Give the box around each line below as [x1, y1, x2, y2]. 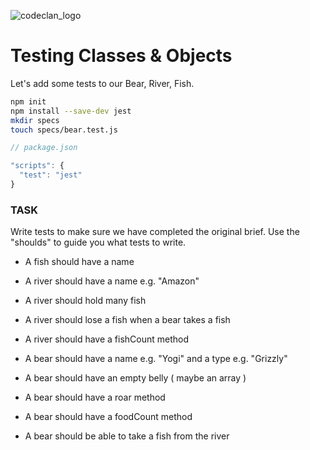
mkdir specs [10, 115, 60, 125]
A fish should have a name [24, 256, 135, 268]
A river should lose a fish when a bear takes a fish [24, 314, 231, 326]
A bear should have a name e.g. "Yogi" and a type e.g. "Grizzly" [24, 353, 288, 365]
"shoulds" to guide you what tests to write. [10, 236, 187, 249]
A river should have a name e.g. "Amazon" [24, 275, 200, 287]
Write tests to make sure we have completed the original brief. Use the [10, 226, 300, 238]
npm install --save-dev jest [10, 106, 132, 116]
